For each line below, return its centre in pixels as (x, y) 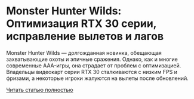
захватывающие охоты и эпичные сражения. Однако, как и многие (92, 59)
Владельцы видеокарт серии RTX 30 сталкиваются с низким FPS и (92, 72)
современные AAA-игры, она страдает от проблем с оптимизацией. (94, 65)
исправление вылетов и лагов (85, 36)
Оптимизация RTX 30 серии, (81, 24)
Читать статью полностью (40, 89)
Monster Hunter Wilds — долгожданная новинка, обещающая (84, 52)
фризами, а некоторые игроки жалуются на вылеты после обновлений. (98, 78)
